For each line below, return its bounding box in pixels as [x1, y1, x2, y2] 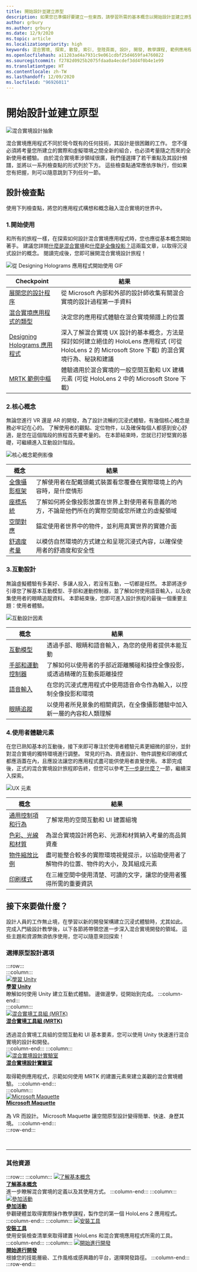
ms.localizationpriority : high [6, 42, 83, 48]
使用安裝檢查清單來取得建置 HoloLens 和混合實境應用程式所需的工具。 [6, 1232, 176, 1239]
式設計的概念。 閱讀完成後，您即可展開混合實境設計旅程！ [6, 250, 147, 257]
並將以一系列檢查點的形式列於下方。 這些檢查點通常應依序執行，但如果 [16, 161, 188, 168]
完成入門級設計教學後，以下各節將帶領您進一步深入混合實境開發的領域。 [6, 925, 181, 932]
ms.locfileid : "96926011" [6, 80, 69, 86]
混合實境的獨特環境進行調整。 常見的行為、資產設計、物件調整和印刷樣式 [11, 750, 188, 757]
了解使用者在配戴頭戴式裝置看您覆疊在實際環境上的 [36, 478, 177, 486]
